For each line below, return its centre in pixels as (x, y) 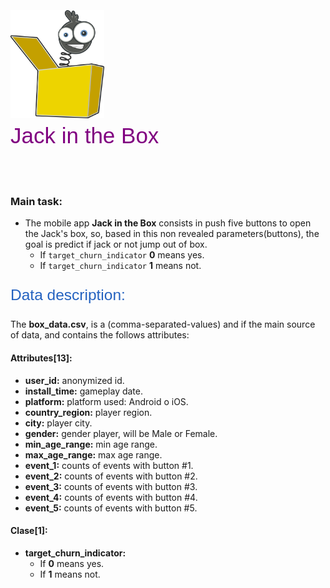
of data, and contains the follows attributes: (100, 335)
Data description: (68, 294)
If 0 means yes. (72, 563)
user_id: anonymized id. (74, 380)
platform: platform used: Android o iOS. (106, 401)
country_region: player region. (88, 412)
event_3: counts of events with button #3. (111, 486)
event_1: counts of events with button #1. (109, 465)
